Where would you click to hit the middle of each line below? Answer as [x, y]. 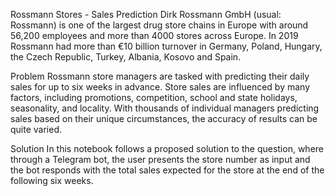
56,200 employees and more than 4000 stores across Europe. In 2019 [154, 35]
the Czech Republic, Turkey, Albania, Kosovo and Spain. [126, 57]
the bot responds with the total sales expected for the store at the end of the [167, 170]
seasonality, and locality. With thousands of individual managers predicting [165, 108]
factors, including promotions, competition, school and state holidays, [154, 97]
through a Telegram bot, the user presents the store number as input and [160, 159]
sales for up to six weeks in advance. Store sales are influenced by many [160, 87]
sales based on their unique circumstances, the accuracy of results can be [164, 118]
